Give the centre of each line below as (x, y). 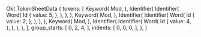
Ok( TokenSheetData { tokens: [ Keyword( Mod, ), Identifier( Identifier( (93, 9)
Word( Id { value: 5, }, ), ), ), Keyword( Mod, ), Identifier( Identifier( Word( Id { (100, 15)
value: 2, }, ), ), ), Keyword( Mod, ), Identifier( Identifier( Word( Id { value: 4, (99, 21)
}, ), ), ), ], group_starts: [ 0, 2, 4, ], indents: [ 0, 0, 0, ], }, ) (77, 27)
